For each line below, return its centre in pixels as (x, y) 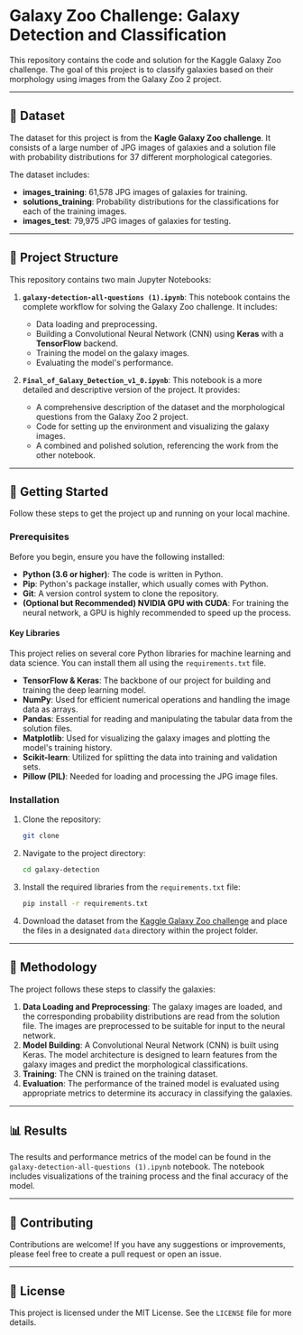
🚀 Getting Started (59, 492)
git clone (41, 836)
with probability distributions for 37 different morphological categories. (141, 157)
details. (23, 1322)
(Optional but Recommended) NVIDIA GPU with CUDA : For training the (156, 602)
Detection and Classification (118, 35)
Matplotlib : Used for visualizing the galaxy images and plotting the (146, 738)
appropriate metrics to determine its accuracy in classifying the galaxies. (157, 1093)
